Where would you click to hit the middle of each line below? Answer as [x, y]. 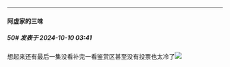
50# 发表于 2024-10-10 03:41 [50, 38]
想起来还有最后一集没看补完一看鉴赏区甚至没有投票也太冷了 [91, 56]
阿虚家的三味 [25, 21]
